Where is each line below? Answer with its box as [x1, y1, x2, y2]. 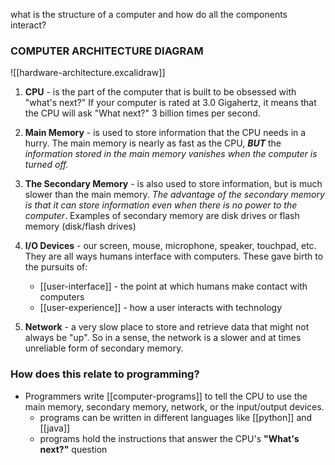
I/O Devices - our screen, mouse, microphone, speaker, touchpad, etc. [24, 240, 317, 252]
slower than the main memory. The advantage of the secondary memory [24, 189, 325, 201]
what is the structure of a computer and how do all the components [10, 9, 288, 20]
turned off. [24, 159, 69, 171]
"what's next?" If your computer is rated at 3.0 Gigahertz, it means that [24, 97, 317, 109]
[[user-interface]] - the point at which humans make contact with [39, 280, 308, 293]
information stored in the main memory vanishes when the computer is [24, 148, 318, 160]
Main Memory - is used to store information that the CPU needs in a [24, 127, 307, 139]
